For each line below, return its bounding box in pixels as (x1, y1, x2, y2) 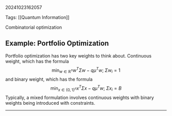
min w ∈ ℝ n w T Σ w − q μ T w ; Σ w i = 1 (51, 66, 121, 74)
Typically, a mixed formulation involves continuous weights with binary (5, 94, 155, 101)
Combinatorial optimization (5, 24, 62, 30)
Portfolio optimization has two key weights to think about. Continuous (5, 52, 152, 59)
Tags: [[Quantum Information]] (5, 14, 70, 20)
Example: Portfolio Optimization (5, 39, 109, 48)
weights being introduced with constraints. (5, 100, 96, 106)
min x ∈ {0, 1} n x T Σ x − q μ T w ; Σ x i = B (50, 84, 122, 92)
